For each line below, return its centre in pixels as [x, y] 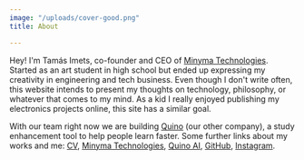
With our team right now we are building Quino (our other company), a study [152, 126]
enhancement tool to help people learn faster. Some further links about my [149, 135]
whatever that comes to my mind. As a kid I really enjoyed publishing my [144, 99]
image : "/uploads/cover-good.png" [75, 18]
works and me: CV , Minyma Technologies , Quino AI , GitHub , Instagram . [142, 145]
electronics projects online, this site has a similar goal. [110, 108]
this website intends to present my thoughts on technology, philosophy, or [148, 89]
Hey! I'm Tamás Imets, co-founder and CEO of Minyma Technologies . [139, 60]
